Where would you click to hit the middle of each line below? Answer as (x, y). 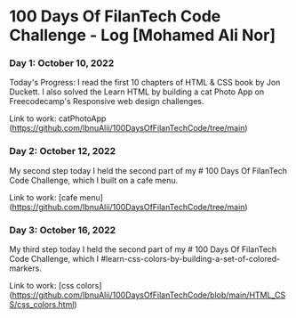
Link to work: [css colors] (56, 286)
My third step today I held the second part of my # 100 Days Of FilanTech (143, 249)
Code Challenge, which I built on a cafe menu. (94, 180)
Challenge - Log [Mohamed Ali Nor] (142, 35)
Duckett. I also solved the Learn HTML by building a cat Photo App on (137, 92)
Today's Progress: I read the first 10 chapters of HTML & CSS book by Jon (145, 83)
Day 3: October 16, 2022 (63, 230)
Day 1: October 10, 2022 (62, 63)
